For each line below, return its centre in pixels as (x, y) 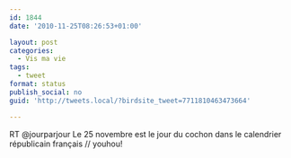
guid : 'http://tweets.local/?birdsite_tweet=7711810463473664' (130, 101)
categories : (31, 50)
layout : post (34, 42)
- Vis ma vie (42, 59)
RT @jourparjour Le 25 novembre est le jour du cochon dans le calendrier (145, 134)
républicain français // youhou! (66, 144)
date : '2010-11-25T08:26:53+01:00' (76, 26)
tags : (19, 67)
